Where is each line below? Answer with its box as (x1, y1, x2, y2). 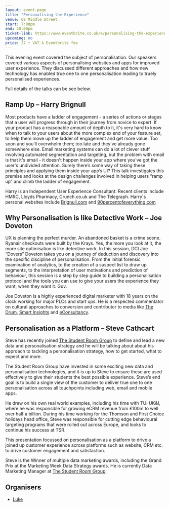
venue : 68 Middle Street (5, 17, 58, 22)
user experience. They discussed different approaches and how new (5, 65, 149, 71)
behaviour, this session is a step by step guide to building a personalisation (5, 272, 161, 279)
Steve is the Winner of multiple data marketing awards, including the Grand (5, 457, 162, 463)
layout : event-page (5, 7, 47, 13)
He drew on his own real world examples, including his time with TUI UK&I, (5, 400, 161, 406)
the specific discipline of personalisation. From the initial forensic (5, 256, 141, 262)
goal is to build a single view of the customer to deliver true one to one (5, 379, 152, 385)
